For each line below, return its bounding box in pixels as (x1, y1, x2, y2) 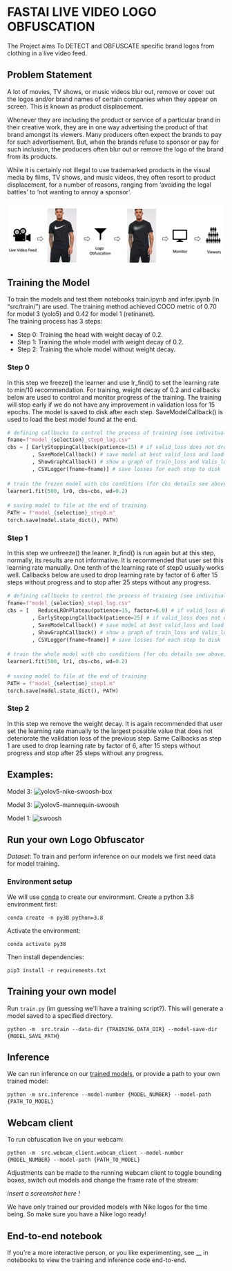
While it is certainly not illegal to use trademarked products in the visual (7, 165, 211, 174)
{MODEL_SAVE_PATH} (7, 1032, 60, 1039)
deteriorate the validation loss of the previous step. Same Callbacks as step (7, 734, 222, 742)
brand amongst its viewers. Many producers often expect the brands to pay (7, 130, 222, 138)
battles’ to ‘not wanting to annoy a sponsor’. (7, 187, 132, 196)
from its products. (7, 152, 58, 160)
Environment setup (7, 877, 72, 887)
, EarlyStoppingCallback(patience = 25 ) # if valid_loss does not (32, 614, 221, 621)
